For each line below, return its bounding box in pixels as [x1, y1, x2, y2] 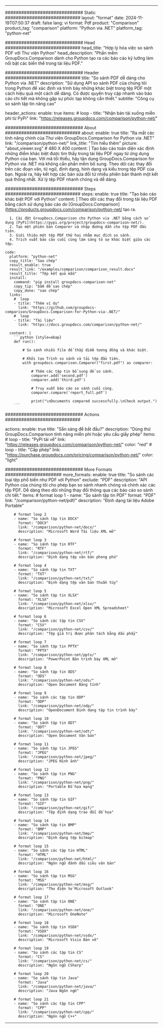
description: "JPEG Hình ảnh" [17, 759, 79, 764]
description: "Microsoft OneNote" [17, 912, 88, 917]
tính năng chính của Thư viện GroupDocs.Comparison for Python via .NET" [5, 135, 154, 141]
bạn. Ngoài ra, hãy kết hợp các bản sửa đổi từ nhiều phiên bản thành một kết [5, 171, 158, 177]
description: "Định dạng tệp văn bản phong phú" [17, 555, 118, 559]
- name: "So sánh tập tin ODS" [14, 669, 77, 674]
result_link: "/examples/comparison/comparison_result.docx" [9, 267, 136, 272]
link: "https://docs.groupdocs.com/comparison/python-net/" [17, 322, 142, 327]
